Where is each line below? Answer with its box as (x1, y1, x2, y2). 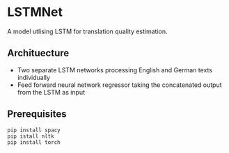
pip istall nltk (7, 133, 54, 140)
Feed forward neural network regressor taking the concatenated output (17, 81, 222, 89)
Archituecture (7, 47, 70, 59)
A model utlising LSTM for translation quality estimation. (7, 27, 168, 35)
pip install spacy (7, 127, 61, 134)
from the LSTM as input (17, 88, 86, 96)
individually (17, 73, 51, 81)
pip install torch (7, 138, 61, 146)
